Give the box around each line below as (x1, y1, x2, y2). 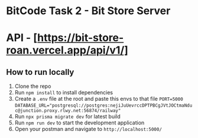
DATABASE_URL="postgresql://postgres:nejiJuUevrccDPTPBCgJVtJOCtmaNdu (14, 103, 193, 109)
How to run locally (6, 67, 74, 77)
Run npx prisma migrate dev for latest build (14, 113, 121, 120)
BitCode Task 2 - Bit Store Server (6, 4, 171, 18)
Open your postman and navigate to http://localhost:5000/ (14, 126, 163, 133)
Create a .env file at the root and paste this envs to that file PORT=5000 (14, 96, 183, 103)
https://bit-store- (37, 31, 124, 45)
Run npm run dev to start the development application (14, 119, 145, 126)
